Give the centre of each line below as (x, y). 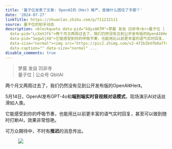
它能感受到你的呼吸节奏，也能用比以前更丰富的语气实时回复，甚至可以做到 (84, 114)
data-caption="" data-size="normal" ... (53, 48)
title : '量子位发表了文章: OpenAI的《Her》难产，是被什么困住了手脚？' (74, 10)
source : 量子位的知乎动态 (30, 24)
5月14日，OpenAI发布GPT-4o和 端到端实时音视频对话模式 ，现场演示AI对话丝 (85, 96)
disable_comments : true (31, 53)
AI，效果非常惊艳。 (39, 120)
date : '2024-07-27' (26, 15)
